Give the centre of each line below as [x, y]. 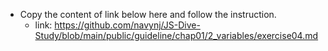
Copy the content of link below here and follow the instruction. [148, 14]
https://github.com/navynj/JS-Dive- [127, 25]
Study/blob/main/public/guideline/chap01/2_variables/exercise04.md [176, 35]
